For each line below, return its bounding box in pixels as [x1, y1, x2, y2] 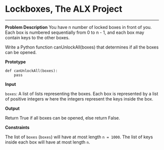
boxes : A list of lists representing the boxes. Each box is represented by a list [5, 91, 159, 97]
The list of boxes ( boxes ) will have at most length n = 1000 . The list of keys [5, 134, 153, 140]
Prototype [5, 59, 26, 65]
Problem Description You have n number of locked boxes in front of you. [5, 24, 152, 30]
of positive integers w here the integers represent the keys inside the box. [5, 96, 154, 101]
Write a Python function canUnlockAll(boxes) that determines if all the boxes [5, 44, 159, 50]
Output [5, 105, 20, 111]
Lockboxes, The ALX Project [5, 3, 123, 15]
